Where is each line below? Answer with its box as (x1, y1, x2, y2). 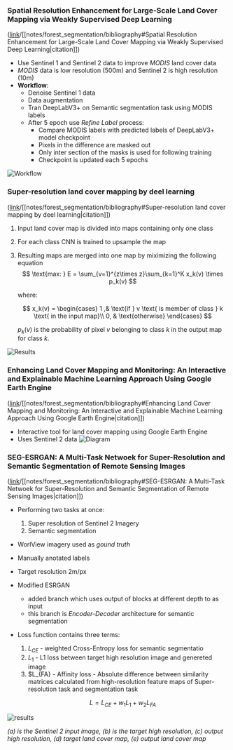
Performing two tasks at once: (17, 505, 105, 514)
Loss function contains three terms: (17, 630, 120, 638)
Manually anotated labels (17, 554, 90, 562)
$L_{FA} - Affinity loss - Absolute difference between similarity (27, 669, 209, 678)
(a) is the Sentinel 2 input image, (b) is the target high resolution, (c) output (7, 727, 224, 735)
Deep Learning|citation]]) (7, 45, 80, 54)
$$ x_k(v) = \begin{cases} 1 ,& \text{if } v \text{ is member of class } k (22, 304, 224, 312)
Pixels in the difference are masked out (38, 141, 151, 149)
